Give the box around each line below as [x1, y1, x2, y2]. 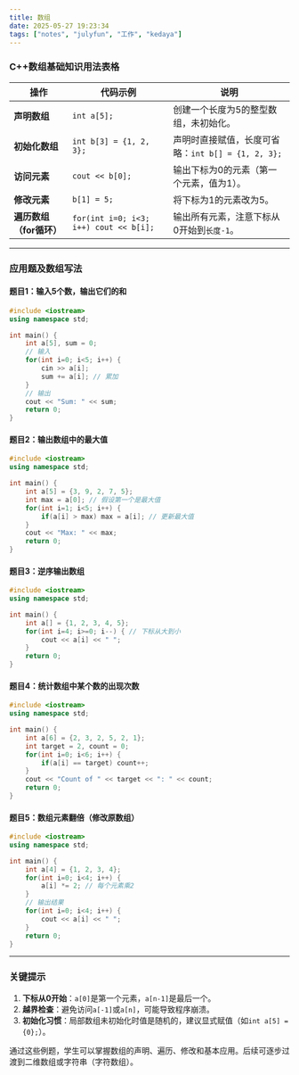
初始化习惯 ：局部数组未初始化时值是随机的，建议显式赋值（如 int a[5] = [21, 1014, 289, 1026]
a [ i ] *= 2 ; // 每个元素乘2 [41, 881, 135, 890]
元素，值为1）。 [182, 177, 246, 189]
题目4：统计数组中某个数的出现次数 [9, 680, 140, 691]
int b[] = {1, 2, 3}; [190, 148, 283, 159]
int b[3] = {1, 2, [72, 136, 150, 146]
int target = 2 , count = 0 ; [25, 741, 129, 750]
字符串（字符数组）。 [63, 1056, 138, 1067]
